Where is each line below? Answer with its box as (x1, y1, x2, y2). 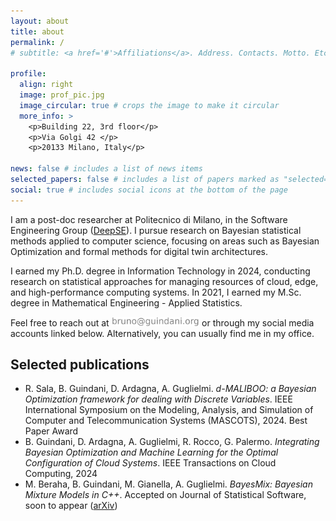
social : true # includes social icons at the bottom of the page (10, 185, 288, 195)
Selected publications (10, 356, 150, 374)
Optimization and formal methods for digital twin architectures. (10, 245, 269, 257)
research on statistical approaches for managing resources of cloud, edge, (10, 275, 319, 287)
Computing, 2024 (24, 468, 98, 480)
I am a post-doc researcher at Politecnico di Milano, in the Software (10, 213, 288, 225)
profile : (10, 69, 47, 79)
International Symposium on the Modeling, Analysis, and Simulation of (24, 404, 314, 416)
